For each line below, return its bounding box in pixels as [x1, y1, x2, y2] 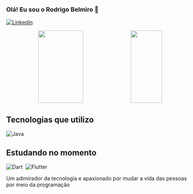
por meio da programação [6, 181, 70, 188]
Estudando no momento [6, 148, 97, 158]
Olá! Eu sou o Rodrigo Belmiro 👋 [6, 5, 99, 14]
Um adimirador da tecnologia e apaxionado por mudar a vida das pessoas [6, 174, 187, 182]
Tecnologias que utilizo [6, 115, 94, 125]
